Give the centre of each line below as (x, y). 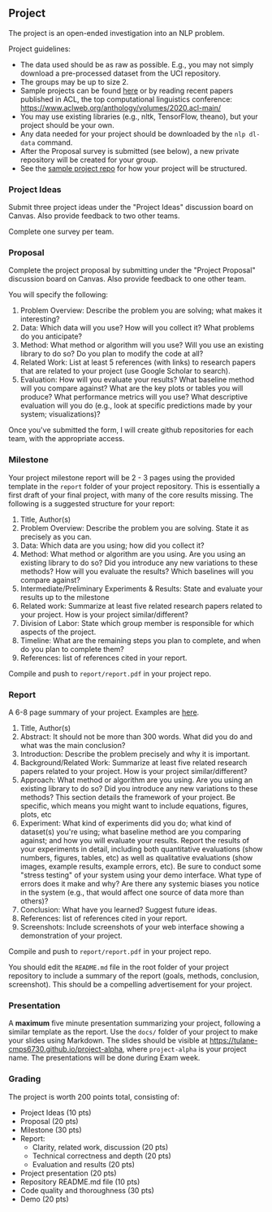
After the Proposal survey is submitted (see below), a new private (130, 151)
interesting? (40, 319)
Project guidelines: (40, 49)
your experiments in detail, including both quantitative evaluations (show (141, 849)
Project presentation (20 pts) (68, 1173)
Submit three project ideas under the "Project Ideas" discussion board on (131, 208)
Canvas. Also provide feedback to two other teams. (94, 216)
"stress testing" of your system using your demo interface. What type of (141, 875)
